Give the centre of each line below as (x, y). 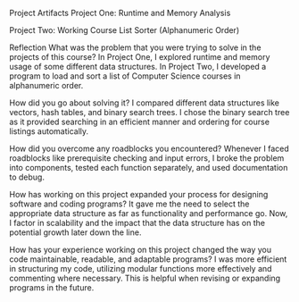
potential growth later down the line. (75, 232)
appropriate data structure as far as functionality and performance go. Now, (149, 213)
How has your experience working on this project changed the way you (141, 250)
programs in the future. (52, 288)
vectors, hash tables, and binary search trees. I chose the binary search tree (149, 112)
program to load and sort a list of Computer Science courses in (125, 76)
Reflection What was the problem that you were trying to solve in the (135, 47)
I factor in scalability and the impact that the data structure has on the (137, 223)
